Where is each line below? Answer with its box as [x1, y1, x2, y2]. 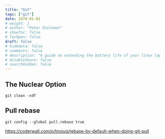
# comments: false [5, 48, 43, 53]
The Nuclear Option [5, 80, 66, 88]
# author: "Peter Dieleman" [5, 26, 63, 30]
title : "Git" [5, 7, 32, 12]
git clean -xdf [5, 93, 36, 98]
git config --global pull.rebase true [5, 119, 84, 124]
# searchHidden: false [5, 62, 52, 67]
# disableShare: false [5, 57, 52, 62]
